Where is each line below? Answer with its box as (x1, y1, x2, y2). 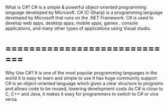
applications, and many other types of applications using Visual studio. (5, 25, 151, 31)
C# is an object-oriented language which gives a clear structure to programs (5, 80, 163, 86)
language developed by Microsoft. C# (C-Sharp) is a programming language (5, 9, 163, 15)
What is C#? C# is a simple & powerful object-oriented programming (5, 4, 146, 10)
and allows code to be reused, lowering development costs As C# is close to (5, 86, 163, 92)
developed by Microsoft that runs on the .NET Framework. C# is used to (5, 15, 154, 20)
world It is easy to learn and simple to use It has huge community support (5, 75, 157, 81)
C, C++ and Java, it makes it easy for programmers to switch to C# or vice (5, 91, 159, 97)
